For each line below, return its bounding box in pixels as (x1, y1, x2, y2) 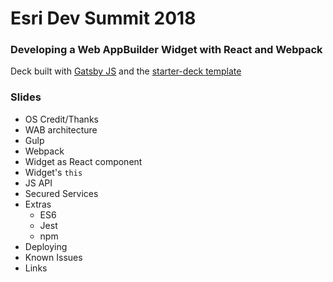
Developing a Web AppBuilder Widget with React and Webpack (10, 43, 323, 57)
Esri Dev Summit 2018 (10, 7, 197, 30)
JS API (24, 177, 53, 189)
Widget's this (24, 166, 83, 178)
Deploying (24, 240, 68, 252)
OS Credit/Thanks (24, 113, 99, 125)
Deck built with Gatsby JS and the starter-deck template (10, 65, 242, 77)
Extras (24, 198, 52, 210)
